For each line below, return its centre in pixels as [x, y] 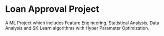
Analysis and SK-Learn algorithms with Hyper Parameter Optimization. [77, 28]
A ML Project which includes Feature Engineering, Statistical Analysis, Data [82, 23]
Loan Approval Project [52, 9]
